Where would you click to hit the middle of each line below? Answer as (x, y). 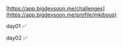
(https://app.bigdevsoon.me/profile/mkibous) (61, 15)
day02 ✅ (17, 38)
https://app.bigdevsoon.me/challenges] (56, 9)
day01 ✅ (16, 26)
